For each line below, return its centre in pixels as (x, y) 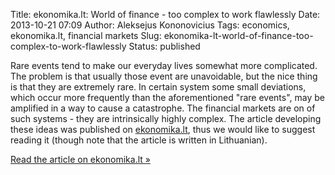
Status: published (164, 46)
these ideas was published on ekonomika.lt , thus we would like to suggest (163, 129)
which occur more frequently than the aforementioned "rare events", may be (167, 97)
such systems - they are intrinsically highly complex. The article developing (166, 118)
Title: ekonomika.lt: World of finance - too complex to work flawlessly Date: (165, 14)
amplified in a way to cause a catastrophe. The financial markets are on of (163, 108)
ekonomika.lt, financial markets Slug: (86, 35)
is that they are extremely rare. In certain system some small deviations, (158, 87)
